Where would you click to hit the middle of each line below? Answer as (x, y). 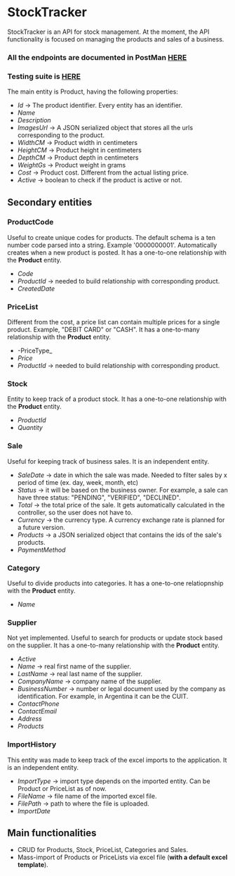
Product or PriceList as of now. (62, 788)
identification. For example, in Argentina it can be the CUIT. (103, 697)
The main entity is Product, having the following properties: (93, 91)
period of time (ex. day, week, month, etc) (78, 482)
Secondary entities (50, 202)
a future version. (41, 527)
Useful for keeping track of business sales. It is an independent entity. (108, 461)
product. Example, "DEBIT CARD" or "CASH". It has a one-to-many (103, 330)
